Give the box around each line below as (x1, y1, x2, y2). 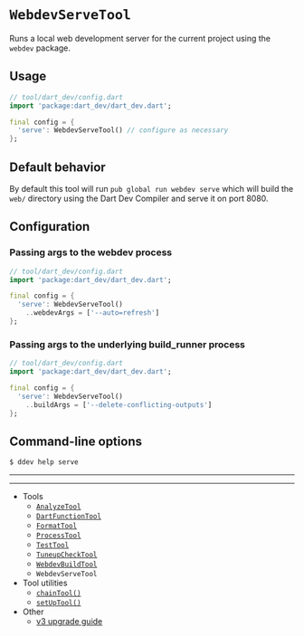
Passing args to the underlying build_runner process (9, 337, 246, 350)
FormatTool (35, 522, 78, 531)
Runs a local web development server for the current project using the (9, 33, 271, 43)
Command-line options (9, 433, 143, 449)
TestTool (35, 541, 70, 550)
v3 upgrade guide (35, 616, 103, 627)
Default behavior (9, 159, 106, 175)
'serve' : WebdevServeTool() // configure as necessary (17, 126, 229, 135)
